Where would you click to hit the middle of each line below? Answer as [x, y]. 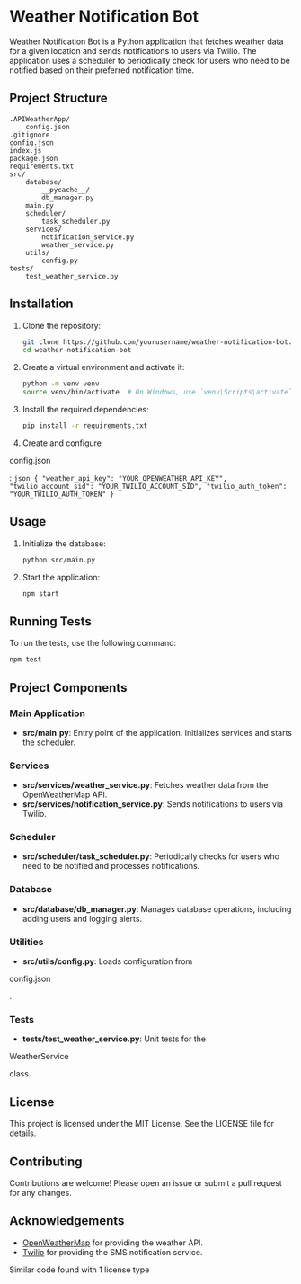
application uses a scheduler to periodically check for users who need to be [150, 60]
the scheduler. [49, 742]
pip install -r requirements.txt [85, 426]
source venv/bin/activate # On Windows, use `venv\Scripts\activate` [157, 393]
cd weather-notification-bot [77, 350]
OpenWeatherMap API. [65, 795]
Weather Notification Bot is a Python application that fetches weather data [146, 41]
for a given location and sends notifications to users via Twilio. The [133, 50]
